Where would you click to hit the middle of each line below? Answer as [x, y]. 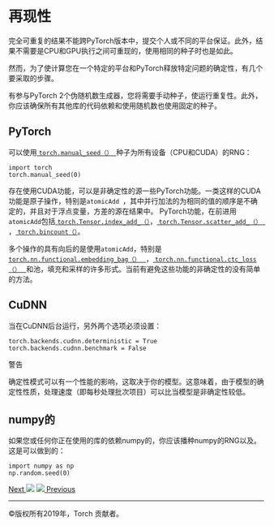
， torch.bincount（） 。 [47, 231]
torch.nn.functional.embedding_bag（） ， [81, 259]
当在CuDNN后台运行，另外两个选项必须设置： [85, 326]
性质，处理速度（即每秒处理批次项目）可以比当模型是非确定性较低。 [136, 391]
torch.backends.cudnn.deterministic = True [83, 341]
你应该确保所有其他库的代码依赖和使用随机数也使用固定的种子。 [115, 106]
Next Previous [42, 489]
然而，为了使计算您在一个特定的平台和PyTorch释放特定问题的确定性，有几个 [136, 68]
